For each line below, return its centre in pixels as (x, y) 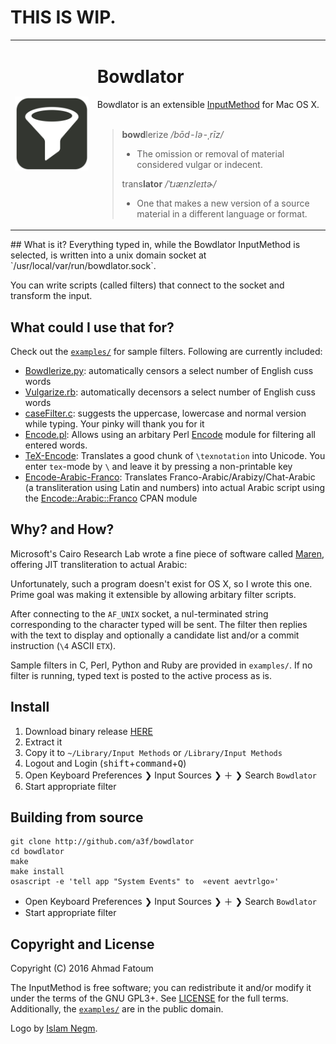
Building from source (77, 817)
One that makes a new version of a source (223, 203)
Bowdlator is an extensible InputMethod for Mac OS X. (208, 104)
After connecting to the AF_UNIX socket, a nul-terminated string (139, 613)
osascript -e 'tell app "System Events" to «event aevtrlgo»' (145, 882)
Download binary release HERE (88, 731)
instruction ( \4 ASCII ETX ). (63, 645)
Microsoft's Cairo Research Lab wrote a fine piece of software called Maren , (167, 553)
